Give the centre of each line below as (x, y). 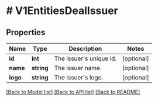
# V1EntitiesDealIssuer (62, 11)
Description (85, 49)
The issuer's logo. (79, 77)
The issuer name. (78, 68)
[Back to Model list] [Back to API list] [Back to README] (73, 92)
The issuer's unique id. (85, 58)
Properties (26, 32)
